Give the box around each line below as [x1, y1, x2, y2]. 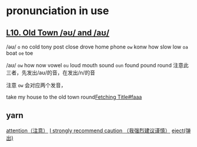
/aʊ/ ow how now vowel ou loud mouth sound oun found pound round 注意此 [6, 62, 189, 68]
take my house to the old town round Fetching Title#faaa [6, 93, 142, 100]
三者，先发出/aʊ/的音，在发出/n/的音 [6, 69, 96, 76]
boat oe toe [6, 50, 34, 57]
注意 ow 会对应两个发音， [6, 81, 67, 89]
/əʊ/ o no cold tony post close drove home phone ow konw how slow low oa [6, 43, 189, 50]
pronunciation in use [6, 4, 109, 18]
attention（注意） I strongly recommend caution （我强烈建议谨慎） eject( [6, 127, 186, 134]
